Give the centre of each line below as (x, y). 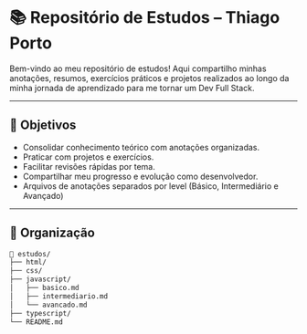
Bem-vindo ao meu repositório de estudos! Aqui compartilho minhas (138, 68)
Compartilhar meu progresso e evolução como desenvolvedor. (140, 176)
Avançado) (43, 195)
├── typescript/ (40, 313)
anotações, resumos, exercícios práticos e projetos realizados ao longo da (149, 78)
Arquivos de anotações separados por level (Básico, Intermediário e (150, 186)
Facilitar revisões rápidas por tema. (89, 166)
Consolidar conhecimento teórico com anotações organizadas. (141, 147)
